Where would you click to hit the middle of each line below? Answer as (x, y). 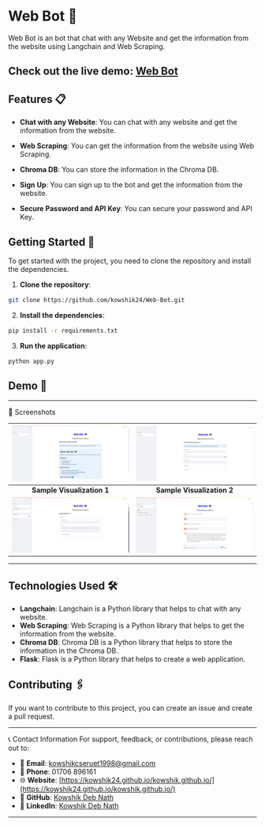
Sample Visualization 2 (195, 490)
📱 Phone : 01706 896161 (58, 771)
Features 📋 (37, 99)
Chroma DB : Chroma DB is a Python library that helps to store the (126, 643)
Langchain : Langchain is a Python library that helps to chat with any (130, 609)
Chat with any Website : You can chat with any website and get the (129, 123)
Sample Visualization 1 (70, 490)
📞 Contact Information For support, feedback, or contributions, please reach (131, 739)
